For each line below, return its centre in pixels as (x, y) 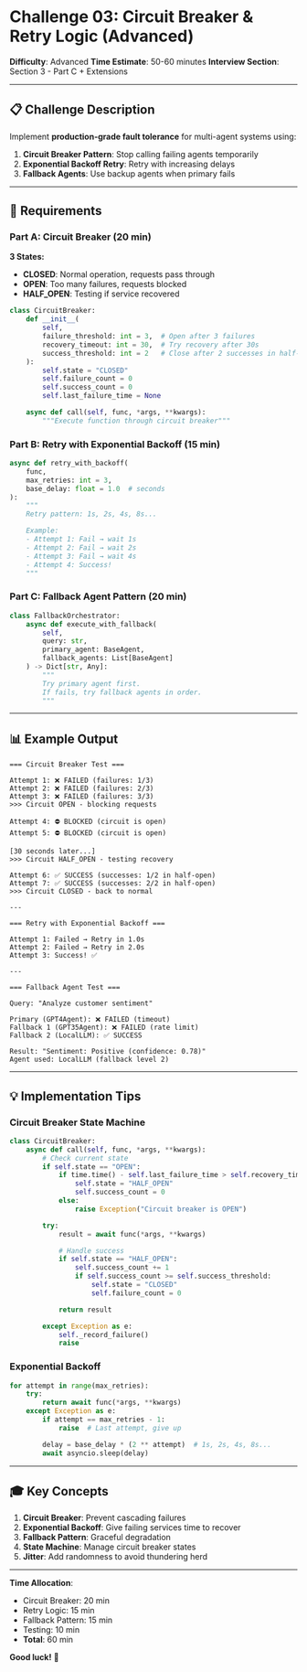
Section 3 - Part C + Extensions (69, 71)
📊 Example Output (64, 739)
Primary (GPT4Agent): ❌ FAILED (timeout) (90, 1020)
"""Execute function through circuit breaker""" (137, 421)
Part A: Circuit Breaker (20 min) (81, 237)
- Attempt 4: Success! (69, 564)
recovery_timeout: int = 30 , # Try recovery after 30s (151, 345)
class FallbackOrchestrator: (65, 616)
